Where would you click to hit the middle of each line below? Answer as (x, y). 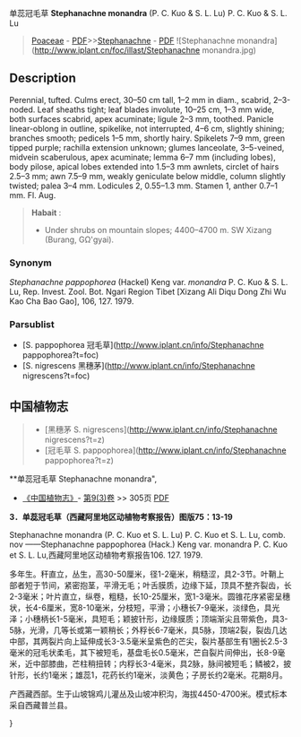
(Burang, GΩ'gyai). (79, 239)
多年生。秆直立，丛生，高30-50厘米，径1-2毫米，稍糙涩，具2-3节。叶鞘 (143, 574)
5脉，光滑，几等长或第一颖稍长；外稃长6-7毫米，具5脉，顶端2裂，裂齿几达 (148, 630)
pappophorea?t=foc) (60, 355)
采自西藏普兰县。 (41, 706)
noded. (22, 109)
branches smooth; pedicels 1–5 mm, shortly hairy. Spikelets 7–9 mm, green (147, 138)
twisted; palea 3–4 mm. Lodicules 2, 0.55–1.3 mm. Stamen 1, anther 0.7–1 (143, 186)
